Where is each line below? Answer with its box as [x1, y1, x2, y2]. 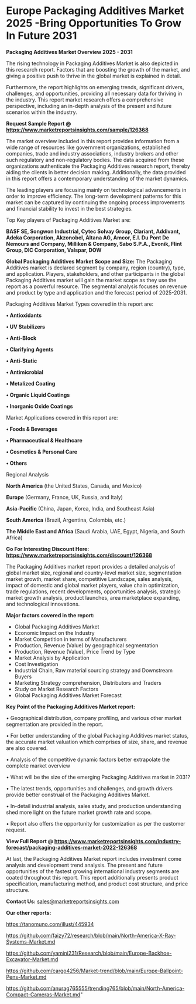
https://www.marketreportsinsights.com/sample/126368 [6, 126, 149, 133]
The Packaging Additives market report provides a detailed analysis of [6, 563, 176, 570]
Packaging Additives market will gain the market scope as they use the [6, 276, 177, 283]
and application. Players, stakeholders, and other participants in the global [6, 270, 185, 277]
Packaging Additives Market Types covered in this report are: [6, 300, 154, 307]
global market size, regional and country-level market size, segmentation [6, 569, 182, 576]
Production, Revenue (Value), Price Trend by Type [14, 648, 136, 655]
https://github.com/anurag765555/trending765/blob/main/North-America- [6, 985, 185, 992]
